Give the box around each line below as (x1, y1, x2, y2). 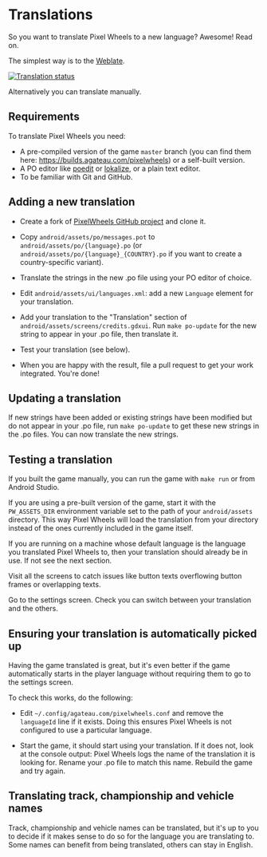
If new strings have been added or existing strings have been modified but (8, 413, 253, 422)
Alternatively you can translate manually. (8, 86, 142, 97)
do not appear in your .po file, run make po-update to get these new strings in (8, 421, 260, 431)
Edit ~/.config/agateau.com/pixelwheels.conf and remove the (19, 709, 224, 717)
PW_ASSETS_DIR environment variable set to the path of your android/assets (8, 507, 253, 516)
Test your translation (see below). (19, 345, 131, 354)
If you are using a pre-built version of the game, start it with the (8, 498, 217, 507)
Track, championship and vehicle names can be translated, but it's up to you (8, 823, 259, 832)
